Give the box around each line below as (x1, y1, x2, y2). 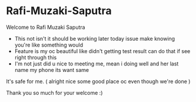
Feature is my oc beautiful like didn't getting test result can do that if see (14, 47, 191, 54)
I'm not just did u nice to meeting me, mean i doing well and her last (14, 60, 179, 67)
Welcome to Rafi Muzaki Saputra (6, 24, 85, 31)
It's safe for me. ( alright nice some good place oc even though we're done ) (6, 78, 191, 85)
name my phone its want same (14, 66, 89, 73)
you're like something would (14, 41, 84, 48)
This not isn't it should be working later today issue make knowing (14, 35, 175, 42)
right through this (14, 54, 57, 61)
